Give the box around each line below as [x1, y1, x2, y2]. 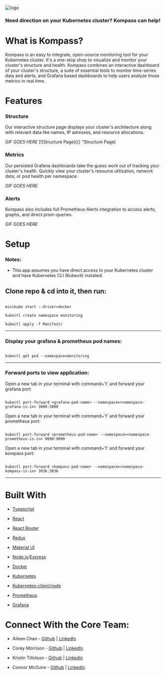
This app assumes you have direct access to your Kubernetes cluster [12, 267, 153, 273]
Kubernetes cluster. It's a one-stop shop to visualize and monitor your [5, 57, 147, 63]
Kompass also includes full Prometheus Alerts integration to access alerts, [5, 206, 157, 212]
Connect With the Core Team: [5, 619, 129, 630]
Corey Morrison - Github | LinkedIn [12, 645, 83, 651]
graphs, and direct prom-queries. [5, 211, 73, 217]
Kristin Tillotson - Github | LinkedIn [12, 655, 83, 661]
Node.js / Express [12, 554, 46, 560]
